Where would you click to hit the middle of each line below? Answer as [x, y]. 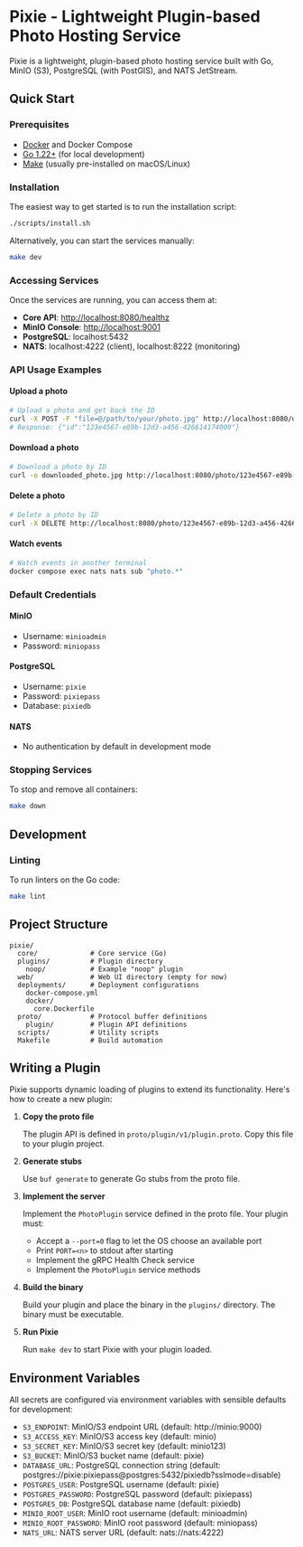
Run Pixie [40, 1332]
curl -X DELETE [38, 523]
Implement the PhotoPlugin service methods [118, 1270]
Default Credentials [53, 594]
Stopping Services [51, 770]
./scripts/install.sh [50, 223]
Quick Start [42, 99]
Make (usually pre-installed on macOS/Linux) [106, 164]
